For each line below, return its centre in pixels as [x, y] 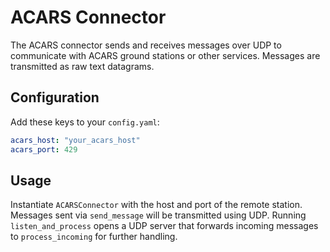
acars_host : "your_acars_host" [75, 140]
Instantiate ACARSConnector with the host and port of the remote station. [156, 205]
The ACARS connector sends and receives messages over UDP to [146, 45]
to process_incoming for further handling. [94, 237]
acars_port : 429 [44, 149]
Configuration [55, 97]
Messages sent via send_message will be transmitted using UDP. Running [158, 215]
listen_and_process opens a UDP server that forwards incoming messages [164, 226]
